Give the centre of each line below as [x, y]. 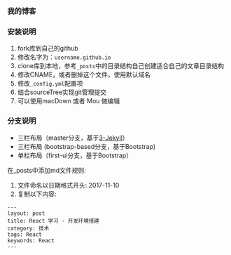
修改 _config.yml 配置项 [50, 84]
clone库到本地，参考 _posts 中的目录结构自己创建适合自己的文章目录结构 [120, 66]
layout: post [26, 213]
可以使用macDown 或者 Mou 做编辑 [69, 101]
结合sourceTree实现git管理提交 [62, 92]
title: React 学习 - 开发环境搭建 [53, 221]
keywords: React [31, 240]
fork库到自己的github [48, 48]
